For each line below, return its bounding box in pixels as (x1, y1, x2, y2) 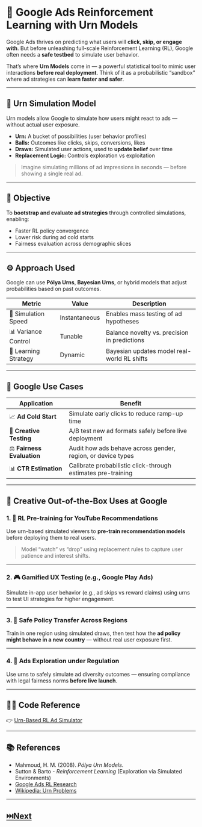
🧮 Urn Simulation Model (6, 99, 96, 109)
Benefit (120, 399, 142, 408)
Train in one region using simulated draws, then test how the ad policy (6, 629, 181, 637)
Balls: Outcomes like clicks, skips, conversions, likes (14, 139, 145, 146)
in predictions (106, 335, 145, 344)
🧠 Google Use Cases (6, 381, 84, 392)
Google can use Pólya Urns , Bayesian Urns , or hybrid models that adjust (6, 279, 188, 286)
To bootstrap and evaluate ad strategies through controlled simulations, (6, 209, 186, 216)
